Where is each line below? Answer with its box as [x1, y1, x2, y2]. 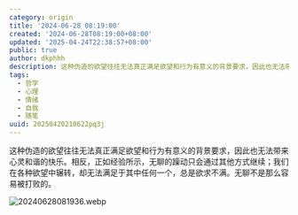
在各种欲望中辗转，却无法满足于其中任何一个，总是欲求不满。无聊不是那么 [9, 167, 281, 178]
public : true [9, 46, 58, 55]
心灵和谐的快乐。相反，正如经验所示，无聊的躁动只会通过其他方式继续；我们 [9, 157, 289, 166]
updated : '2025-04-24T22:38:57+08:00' [9, 37, 153, 47]
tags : [9, 71, 29, 80]
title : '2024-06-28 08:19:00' [9, 21, 122, 30]
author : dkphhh [9, 54, 66, 63]
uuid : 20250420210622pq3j [9, 120, 105, 129]
